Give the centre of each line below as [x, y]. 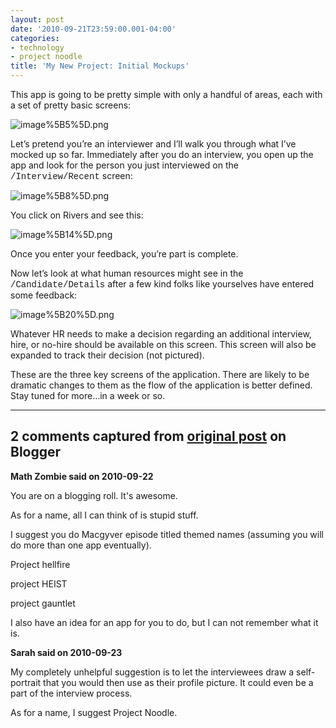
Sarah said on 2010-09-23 [66, 652]
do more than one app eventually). [81, 545]
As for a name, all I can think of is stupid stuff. [104, 515]
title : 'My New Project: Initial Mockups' [100, 66]
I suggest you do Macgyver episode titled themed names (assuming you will [167, 534]
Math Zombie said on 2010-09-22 [82, 476]
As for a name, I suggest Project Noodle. [94, 712]
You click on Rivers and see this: [77, 215]
